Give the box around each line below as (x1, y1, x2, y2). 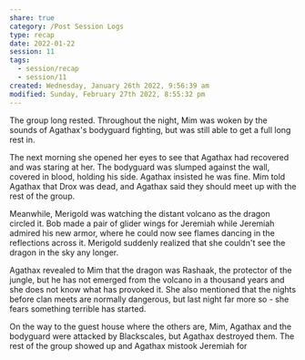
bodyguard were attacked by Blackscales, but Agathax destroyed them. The (9, 330, 295, 342)
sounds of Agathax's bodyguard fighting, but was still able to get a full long (9, 124, 291, 135)
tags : (9, 56, 30, 65)
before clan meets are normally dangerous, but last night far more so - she (9, 293, 290, 304)
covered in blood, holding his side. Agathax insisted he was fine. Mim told (9, 170, 286, 182)
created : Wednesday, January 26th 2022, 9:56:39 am (9, 81, 209, 90)
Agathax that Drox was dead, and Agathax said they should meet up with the (9, 180, 297, 191)
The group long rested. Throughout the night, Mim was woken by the (9, 115, 269, 126)
